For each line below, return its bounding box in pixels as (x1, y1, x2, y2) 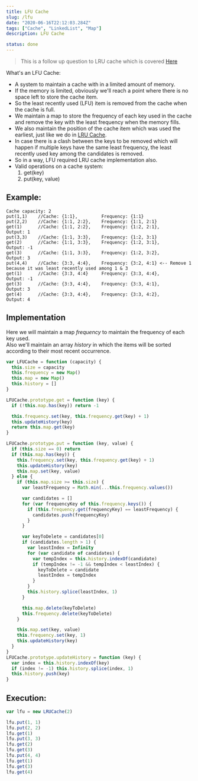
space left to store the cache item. (14, 93, 99, 100)
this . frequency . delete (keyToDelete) (21, 611, 112, 617)
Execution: (6, 693, 47, 703)
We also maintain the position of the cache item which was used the (14, 125, 181, 132)
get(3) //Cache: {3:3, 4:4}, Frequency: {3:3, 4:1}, (6, 281, 160, 287)
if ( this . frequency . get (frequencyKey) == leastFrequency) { (27, 506, 178, 512)
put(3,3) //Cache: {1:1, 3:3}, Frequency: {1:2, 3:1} (6, 234, 158, 240)
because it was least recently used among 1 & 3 (6, 265, 128, 271)
